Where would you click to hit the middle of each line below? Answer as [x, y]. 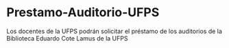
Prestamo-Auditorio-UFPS [83, 13]
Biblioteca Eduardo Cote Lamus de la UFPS [67, 38]
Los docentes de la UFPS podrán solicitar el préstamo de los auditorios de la [114, 31]
